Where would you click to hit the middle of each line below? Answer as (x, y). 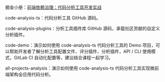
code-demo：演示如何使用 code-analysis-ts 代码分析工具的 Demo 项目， (80, 45)
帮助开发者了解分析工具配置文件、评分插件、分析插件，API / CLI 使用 (80, 51)
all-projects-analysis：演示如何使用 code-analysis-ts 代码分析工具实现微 (80, 68)
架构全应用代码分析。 (31, 74)
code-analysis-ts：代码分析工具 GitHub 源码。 (53, 18)
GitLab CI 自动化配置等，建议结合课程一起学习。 (63, 58)
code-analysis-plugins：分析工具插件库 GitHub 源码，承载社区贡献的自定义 (82, 28)
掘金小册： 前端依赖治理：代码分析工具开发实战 (53, 7)
